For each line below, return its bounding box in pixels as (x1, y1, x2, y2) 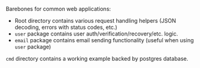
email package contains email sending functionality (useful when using (14, 37, 194, 43)
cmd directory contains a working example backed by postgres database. (6, 55, 189, 62)
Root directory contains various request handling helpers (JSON (14, 17, 176, 24)
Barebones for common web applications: (6, 6, 111, 12)
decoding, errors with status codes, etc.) (14, 24, 117, 31)
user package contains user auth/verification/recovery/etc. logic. (14, 30, 179, 37)
